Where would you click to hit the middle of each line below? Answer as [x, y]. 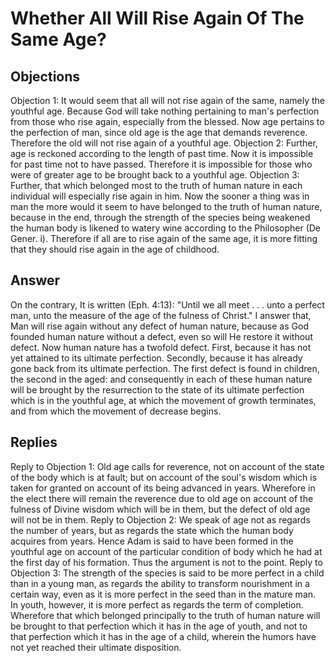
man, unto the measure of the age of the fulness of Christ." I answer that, [161, 315]
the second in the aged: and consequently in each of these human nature [161, 379]
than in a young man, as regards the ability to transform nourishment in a [160, 583]
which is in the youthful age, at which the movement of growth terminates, [163, 400]
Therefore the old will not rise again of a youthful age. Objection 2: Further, [164, 143]
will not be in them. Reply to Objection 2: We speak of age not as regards [160, 519]
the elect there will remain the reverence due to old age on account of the [162, 498]
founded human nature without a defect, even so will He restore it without [161, 336]
